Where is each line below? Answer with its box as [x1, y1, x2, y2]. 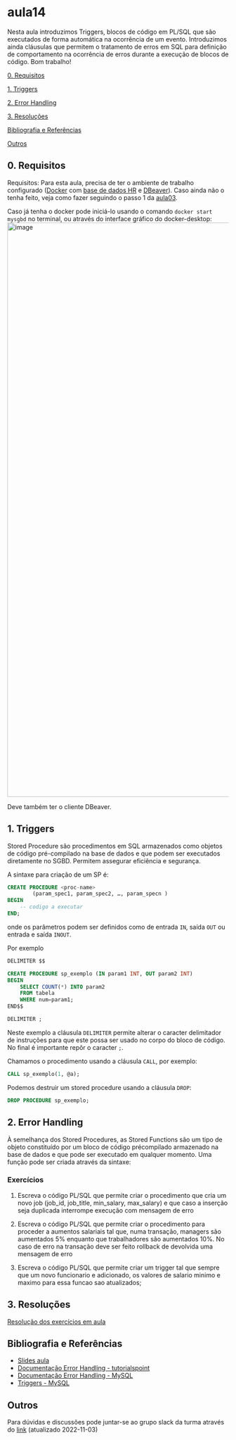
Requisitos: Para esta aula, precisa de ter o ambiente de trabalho [7, 178, 195, 187]
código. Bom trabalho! [7, 57, 72, 65]
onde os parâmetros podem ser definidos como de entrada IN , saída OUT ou [7, 922, 226, 931]
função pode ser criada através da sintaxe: [7, 1158, 131, 1166]
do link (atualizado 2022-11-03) [7, 1425, 98, 1434]
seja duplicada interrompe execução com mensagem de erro [17, 1206, 195, 1215]
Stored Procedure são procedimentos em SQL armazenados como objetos [7, 841, 223, 850]
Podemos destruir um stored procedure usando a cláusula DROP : [7, 1083, 192, 1091]
